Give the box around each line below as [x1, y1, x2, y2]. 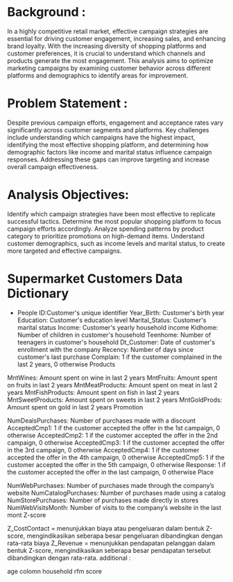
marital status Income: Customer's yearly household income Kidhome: [17, 323, 218, 331]
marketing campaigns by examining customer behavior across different [7, 64, 212, 72]
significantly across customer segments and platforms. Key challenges [7, 125, 209, 134]
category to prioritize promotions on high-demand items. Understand [7, 231, 205, 240]
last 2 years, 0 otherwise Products [17, 360, 116, 368]
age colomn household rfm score [7, 567, 103, 575]
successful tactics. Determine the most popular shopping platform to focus [7, 217, 222, 225]
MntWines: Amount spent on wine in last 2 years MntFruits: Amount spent [7, 373, 218, 382]
